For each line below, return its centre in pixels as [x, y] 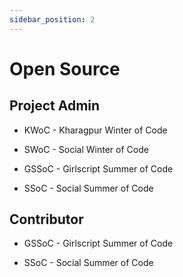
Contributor [46, 219]
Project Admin [55, 106]
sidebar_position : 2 [52, 19]
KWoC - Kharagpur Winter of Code [95, 130]
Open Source [65, 68]
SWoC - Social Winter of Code [86, 149]
